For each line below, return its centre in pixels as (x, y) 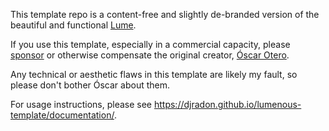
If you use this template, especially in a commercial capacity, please (150, 44)
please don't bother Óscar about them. (90, 85)
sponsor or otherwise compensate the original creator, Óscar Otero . (150, 55)
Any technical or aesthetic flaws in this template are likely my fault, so (154, 74)
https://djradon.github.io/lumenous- (227, 104)
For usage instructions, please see (81, 104)
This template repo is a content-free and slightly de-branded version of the (165, 14)
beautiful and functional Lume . (73, 25)
